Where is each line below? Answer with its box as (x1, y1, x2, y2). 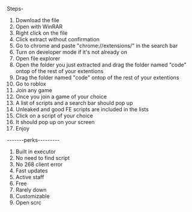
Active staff (15, 174, 44, 180)
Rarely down (15, 186, 47, 193)
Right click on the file (15, 29, 68, 37)
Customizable (15, 193, 50, 199)
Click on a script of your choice (15, 112, 94, 119)
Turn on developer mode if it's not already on (15, 49, 128, 56)
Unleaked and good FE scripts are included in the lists (15, 106, 149, 113)
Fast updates (15, 167, 48, 174)
